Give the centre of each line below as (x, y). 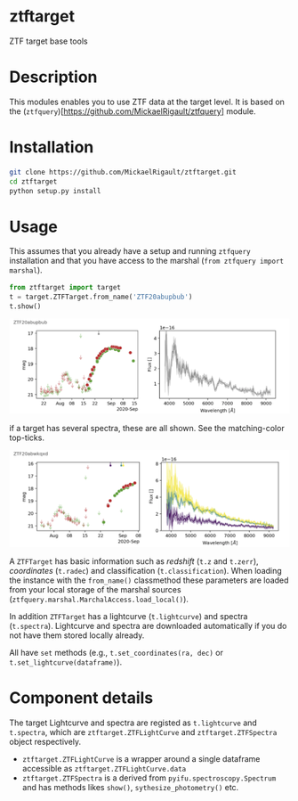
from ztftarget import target (65, 288)
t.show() (25, 307)
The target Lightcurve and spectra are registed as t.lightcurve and (133, 723)
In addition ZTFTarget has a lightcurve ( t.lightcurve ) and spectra (129, 617)
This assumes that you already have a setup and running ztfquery (130, 251)
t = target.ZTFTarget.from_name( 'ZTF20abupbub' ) (101, 297)
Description (53, 77)
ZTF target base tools (48, 41)
